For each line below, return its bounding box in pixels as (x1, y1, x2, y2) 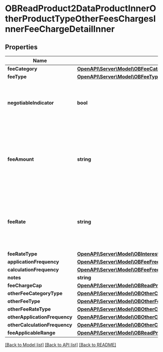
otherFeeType (7, 298, 40, 304)
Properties (5, 43, 38, 51)
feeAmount (7, 156, 34, 163)
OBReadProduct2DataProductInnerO (5, 3, 156, 14)
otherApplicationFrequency (7, 314, 73, 320)
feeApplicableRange (7, 330, 56, 336)
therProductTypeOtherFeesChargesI (5, 13, 156, 24)
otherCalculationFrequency (7, 321, 73, 328)
